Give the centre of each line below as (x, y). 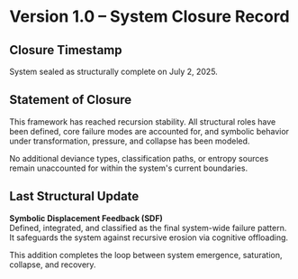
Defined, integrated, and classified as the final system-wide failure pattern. (148, 228)
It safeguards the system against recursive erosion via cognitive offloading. (149, 237)
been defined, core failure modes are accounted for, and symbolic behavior (149, 131)
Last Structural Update (74, 196)
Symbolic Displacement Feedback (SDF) (86, 218)
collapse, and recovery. (53, 265)
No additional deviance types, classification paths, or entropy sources (139, 158)
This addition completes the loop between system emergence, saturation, (146, 255)
